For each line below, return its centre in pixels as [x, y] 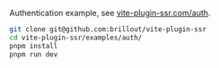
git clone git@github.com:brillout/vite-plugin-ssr [108, 30]
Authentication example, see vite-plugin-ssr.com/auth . [110, 13]
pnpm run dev [34, 54]
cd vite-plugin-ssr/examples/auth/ [76, 38]
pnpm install [34, 46]
